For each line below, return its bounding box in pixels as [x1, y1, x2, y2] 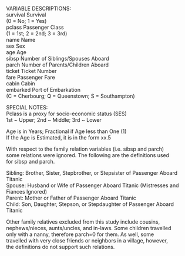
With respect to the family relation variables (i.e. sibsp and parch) [6, 145, 164, 152]
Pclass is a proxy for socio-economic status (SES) [6, 110, 127, 117]
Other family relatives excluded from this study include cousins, [6, 218, 160, 225]
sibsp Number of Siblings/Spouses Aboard [6, 55, 110, 62]
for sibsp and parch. [6, 158, 55, 165]
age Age [6, 49, 26, 55]
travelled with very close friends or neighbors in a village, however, [6, 237, 169, 244]
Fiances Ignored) [6, 188, 48, 195]
